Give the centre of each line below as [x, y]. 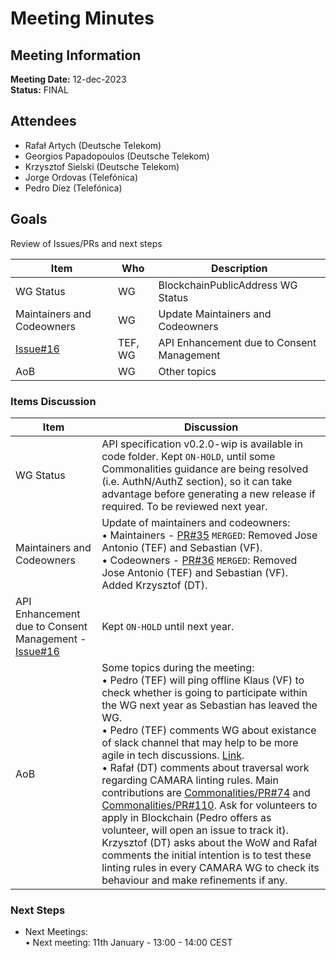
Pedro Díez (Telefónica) [73, 188]
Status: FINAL [39, 90]
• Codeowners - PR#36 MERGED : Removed [199, 560]
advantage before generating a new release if [208, 494]
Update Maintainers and [215, 314]
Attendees [43, 121]
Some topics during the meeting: [178, 667]
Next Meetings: [56, 932]
